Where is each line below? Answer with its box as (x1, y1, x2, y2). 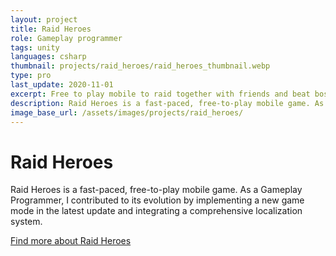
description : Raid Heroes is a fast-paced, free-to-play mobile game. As (10, 98, 325, 108)
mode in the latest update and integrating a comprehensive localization (10, 205, 303, 217)
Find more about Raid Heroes (10, 235, 132, 247)
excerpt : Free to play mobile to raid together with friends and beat (10, 89, 311, 99)
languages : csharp (10, 52, 87, 62)
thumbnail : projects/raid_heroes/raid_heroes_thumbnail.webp (10, 61, 271, 71)
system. (10, 216, 43, 228)
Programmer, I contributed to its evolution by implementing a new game (10, 194, 305, 206)
